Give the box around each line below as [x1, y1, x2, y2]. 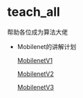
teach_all [7, 4, 60, 20]
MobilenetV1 [17, 56, 53, 64]
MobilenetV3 [17, 83, 54, 91]
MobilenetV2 [17, 70, 54, 78]
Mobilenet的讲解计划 [17, 42, 77, 50]
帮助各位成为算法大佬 [7, 28, 68, 36]
